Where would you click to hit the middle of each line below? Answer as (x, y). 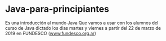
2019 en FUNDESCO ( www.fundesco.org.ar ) (51, 33)
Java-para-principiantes (57, 9)
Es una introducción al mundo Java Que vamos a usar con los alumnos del (82, 23)
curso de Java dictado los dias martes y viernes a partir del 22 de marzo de (83, 28)
